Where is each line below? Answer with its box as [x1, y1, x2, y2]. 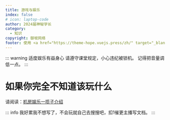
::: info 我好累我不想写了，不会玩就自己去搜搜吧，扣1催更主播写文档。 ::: [5, 109, 156, 115]
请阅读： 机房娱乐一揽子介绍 [5, 98, 63, 104]
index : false [5, 12, 33, 17]
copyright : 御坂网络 [5, 36, 46, 41]
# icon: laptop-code [5, 17, 49, 22]
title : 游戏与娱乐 [5, 7, 41, 13]
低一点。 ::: [5, 61, 29, 67]
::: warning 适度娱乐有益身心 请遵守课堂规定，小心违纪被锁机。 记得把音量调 [5, 55, 165, 61]
